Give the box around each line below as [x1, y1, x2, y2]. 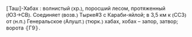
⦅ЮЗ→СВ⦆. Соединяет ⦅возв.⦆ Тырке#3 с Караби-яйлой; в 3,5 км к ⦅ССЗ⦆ [6, 12, 187, 18]
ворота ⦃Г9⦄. [6, 24, 41, 31]
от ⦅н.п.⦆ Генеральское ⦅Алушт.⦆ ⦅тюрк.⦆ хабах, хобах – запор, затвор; [6, 18, 178, 25]
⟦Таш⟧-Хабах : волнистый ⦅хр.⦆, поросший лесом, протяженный [6, 5, 166, 12]
